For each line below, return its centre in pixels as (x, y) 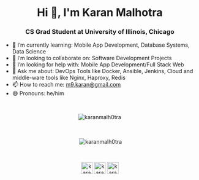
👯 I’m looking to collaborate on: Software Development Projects (92, 58)
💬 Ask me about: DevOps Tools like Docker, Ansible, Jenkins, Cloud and (103, 71)
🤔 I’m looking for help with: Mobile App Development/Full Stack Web (98, 65)
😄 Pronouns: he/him (38, 93)
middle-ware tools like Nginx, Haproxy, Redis (69, 78)
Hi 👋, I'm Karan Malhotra (100, 13)
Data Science (29, 52)
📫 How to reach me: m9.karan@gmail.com (66, 85)
